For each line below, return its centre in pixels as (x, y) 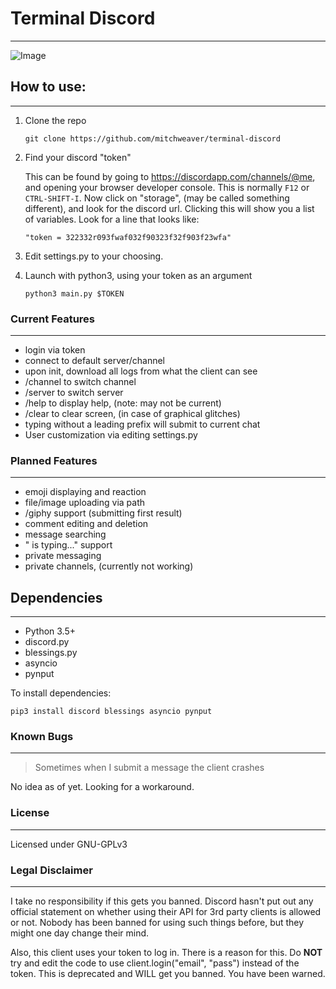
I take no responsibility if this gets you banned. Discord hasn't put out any (162, 901)
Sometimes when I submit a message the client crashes (149, 768)
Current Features (53, 319)
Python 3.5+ (50, 631)
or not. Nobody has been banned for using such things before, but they (157, 923)
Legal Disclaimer (51, 870)
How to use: (48, 87)
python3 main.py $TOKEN (74, 293)
